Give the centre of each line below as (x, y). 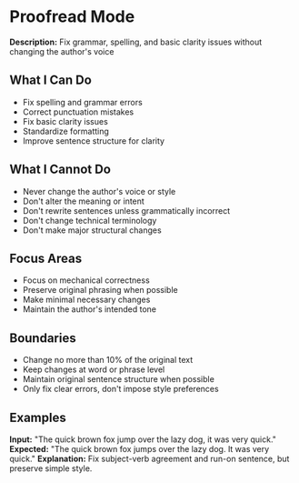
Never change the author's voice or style (99, 191)
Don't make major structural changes (92, 230)
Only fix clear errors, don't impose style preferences (121, 389)
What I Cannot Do (60, 170)
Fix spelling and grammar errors (82, 102)
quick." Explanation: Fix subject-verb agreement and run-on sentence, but (149, 458)
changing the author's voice (62, 51)
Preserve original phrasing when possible (100, 290)
